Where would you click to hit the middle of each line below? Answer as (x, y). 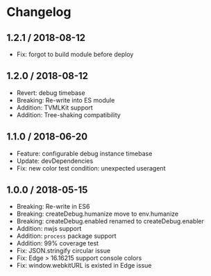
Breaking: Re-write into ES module (66, 100)
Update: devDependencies (55, 161)
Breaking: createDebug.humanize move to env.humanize (97, 214)
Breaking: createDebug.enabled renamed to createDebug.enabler (110, 221)
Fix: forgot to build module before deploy (75, 54)
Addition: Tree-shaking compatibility (68, 114)
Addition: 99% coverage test (57, 243)
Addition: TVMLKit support (54, 107)
